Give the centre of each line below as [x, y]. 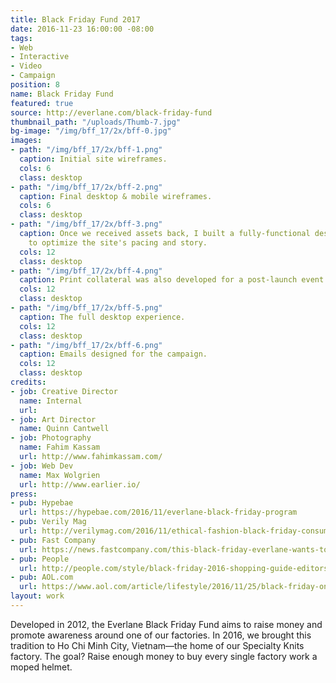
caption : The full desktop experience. [102, 317]
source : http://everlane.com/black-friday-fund [111, 112]
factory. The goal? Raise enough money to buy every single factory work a [164, 656]
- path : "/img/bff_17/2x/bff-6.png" [86, 345]
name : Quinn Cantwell [64, 429]
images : [26, 141]
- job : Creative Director [64, 391]
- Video [26, 66]
